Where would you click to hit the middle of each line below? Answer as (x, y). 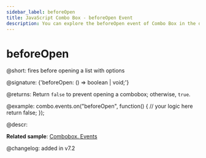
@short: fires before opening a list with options (66, 70)
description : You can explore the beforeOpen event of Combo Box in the (101, 23)
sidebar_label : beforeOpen (41, 12)
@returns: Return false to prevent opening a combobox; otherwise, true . (99, 94)
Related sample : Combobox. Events (52, 137)
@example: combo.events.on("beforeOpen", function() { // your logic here (100, 106)
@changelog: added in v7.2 (41, 148)
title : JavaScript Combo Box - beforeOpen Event (70, 18)
